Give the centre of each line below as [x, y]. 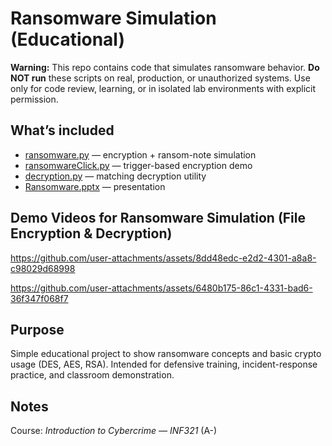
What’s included [62, 130]
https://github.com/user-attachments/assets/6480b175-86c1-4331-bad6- [161, 288]
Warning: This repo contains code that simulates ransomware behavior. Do [165, 67]
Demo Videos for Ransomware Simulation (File [158, 218]
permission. [34, 99]
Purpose [37, 329]
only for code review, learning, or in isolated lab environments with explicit [163, 88]
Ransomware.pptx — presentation [95, 186]
